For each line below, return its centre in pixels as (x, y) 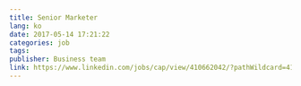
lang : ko (26, 26)
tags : (19, 51)
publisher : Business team (57, 59)
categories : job (39, 43)
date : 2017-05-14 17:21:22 (60, 34)
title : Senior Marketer (54, 17)
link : (19, 68)
